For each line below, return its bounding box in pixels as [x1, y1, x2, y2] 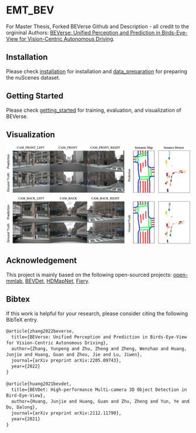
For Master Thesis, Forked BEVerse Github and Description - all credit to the [6, 23, 189, 30]
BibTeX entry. [6, 316, 39, 323]
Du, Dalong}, [6, 404, 38, 410]
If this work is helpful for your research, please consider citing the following [6, 310, 188, 317]
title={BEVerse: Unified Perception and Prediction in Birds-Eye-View [11, 334, 187, 340]
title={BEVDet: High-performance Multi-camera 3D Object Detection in [11, 387, 187, 393]
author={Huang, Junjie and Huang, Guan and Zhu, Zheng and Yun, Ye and [11, 398, 190, 404]
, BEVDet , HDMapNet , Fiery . [22, 277, 90, 284]
